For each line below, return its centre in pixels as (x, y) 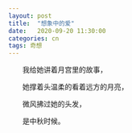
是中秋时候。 (44, 121)
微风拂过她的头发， (54, 104)
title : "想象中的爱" (41, 23)
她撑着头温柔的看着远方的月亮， (76, 87)
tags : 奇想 (25, 46)
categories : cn (34, 38)
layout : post (30, 16)
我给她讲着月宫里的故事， (65, 70)
